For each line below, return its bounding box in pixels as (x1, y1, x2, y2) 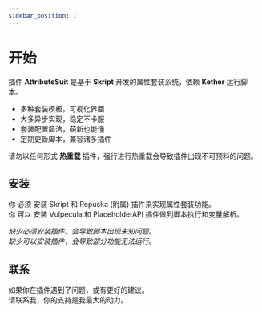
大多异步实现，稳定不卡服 (19, 114, 105, 124)
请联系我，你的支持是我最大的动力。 (8, 295, 128, 305)
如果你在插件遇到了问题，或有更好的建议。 (8, 286, 149, 295)
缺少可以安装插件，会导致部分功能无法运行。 (8, 237, 156, 246)
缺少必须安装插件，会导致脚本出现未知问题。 (8, 226, 156, 237)
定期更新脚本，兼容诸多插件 (19, 134, 112, 144)
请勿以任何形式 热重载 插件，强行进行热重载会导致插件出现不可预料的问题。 (8, 151, 258, 160)
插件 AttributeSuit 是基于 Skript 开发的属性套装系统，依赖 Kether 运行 (8, 77, 241, 87)
